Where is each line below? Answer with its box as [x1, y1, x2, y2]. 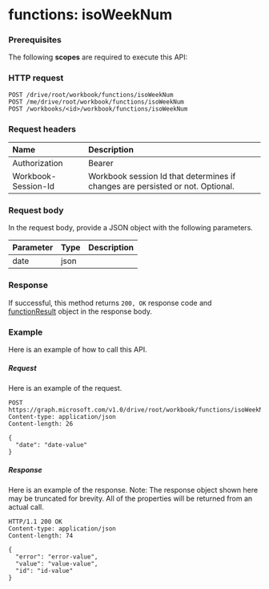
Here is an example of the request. [8, 383, 122, 392]
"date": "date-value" [15, 441, 88, 449]
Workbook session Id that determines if [87, 171, 236, 182]
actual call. [8, 502, 44, 511]
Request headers [8, 123, 77, 134]
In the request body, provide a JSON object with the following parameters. [8, 223, 254, 233]
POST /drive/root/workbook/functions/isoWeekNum [8, 91, 174, 99]
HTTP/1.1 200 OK [8, 518, 62, 526]
